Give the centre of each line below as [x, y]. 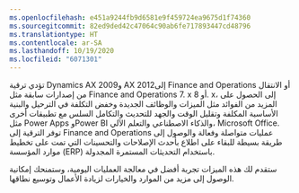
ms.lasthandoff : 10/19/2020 [62, 51]
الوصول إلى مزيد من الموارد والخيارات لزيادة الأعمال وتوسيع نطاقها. [122, 179]
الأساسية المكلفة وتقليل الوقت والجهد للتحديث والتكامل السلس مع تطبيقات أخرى [144, 114]
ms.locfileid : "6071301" [56, 59]
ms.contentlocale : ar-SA [56, 43]
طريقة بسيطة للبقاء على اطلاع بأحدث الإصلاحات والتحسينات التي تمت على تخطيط [146, 142]
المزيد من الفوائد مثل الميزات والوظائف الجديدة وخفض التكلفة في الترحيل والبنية [143, 104]
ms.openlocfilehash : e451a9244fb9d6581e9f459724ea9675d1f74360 [130, 18]
